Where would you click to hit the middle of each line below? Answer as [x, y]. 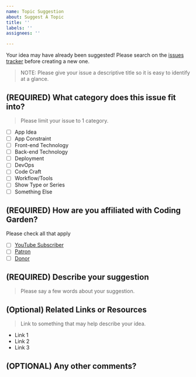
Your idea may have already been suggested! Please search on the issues [95, 55]
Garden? [22, 220]
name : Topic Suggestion [35, 11]
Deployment [29, 158]
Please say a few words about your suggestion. [78, 291]
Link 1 [21, 335]
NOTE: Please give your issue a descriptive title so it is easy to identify [105, 73]
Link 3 [22, 348]
